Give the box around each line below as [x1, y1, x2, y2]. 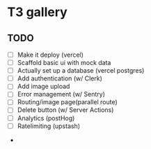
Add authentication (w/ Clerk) [17, 74, 103, 83]
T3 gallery [7, 4, 67, 20]
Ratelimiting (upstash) [17, 122, 81, 130]
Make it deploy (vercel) [17, 50, 84, 59]
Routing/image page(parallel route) [17, 98, 118, 106]
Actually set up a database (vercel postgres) [17, 66, 145, 75]
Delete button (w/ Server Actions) [17, 106, 114, 114]
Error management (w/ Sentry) [17, 90, 106, 99]
